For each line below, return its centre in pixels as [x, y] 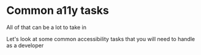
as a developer [25, 45]
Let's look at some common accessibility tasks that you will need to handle [100, 39]
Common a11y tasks [58, 11]
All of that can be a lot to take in [47, 27]
